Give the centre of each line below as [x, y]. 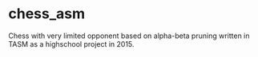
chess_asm [47, 14]
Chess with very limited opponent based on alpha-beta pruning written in [129, 36]
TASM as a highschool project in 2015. [71, 44]
